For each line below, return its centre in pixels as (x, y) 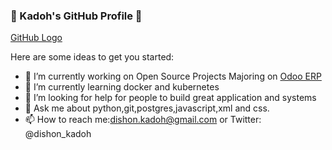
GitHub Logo (36, 38)
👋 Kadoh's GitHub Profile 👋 (76, 16)
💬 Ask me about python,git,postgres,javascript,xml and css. (147, 108)
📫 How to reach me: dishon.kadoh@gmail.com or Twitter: (143, 120)
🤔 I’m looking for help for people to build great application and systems (170, 98)
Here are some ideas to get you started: (92, 57)
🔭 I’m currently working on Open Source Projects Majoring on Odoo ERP (173, 76)
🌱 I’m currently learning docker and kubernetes (122, 87)
